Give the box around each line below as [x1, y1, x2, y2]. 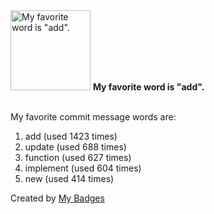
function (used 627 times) [24, 152, 132, 163]
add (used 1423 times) [24, 130, 118, 142]
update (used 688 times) [24, 141, 127, 153]
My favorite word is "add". [92, 81, 205, 93]
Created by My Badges [10, 192, 105, 204]
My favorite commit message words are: [10, 111, 177, 123]
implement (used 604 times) [24, 162, 142, 174]
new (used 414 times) [24, 173, 115, 184]
